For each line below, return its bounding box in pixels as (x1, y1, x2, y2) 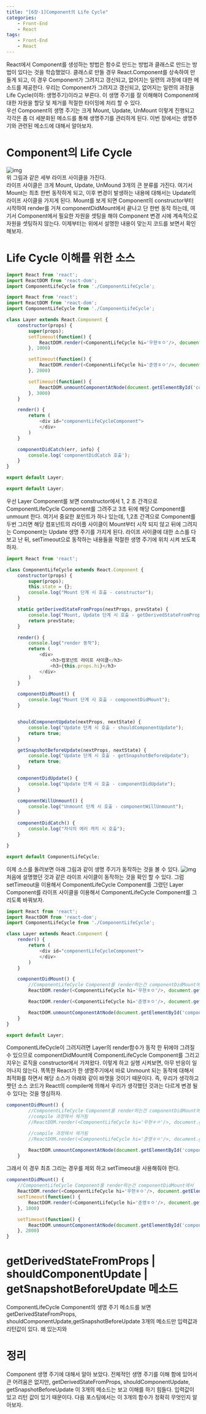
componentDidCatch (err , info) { (17, 446, 100, 452)
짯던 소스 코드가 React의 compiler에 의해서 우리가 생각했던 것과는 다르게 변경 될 (6, 1082, 198, 1090)
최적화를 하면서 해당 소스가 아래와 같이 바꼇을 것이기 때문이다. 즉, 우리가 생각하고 (6, 1074, 199, 1082)
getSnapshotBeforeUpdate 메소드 (6, 1282, 178, 1296)
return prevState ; (28, 617, 75, 624)
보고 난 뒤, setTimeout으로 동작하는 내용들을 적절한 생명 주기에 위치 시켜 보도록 (6, 536, 196, 543)
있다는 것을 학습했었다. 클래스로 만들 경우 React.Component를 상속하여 (17, 68, 189, 75)
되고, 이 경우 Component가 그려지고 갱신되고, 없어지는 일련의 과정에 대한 (17, 76, 193, 83)
